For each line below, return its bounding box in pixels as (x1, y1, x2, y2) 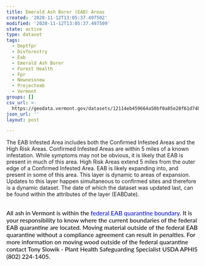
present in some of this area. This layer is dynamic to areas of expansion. (6, 171, 190, 179)
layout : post (6, 117, 40, 123)
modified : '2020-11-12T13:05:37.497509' (6, 20, 111, 26)
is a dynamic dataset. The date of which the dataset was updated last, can (6, 184, 193, 192)
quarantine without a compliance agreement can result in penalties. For (6, 231, 196, 239)
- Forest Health (12, 65, 53, 72)
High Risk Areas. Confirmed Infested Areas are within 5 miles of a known (6, 145, 189, 153)
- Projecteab (12, 83, 45, 89)
